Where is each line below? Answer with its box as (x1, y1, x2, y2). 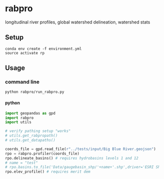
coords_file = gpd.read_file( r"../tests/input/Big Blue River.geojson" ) (5, 146, 156, 152)
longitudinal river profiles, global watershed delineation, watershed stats (5, 19, 150, 25)
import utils (5, 120, 32, 125)
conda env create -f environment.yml (5, 46, 82, 51)
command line (5, 79, 40, 86)
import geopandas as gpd (5, 111, 56, 115)
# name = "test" (5, 160, 38, 165)
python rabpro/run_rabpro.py (5, 89, 64, 94)
